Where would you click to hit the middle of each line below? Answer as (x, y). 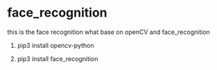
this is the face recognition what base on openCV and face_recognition (108, 32)
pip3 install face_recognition (58, 59)
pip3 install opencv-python (55, 45)
